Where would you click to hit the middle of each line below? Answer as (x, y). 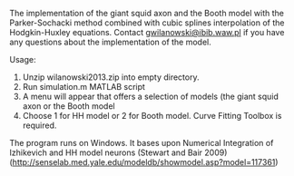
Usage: (23, 59)
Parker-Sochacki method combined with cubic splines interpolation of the (147, 23)
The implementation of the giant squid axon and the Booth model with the (147, 13)
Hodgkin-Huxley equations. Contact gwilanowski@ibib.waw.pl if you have (147, 32)
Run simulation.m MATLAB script (83, 87)
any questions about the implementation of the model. (110, 42)
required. (39, 125)
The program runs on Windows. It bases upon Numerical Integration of (142, 143)
